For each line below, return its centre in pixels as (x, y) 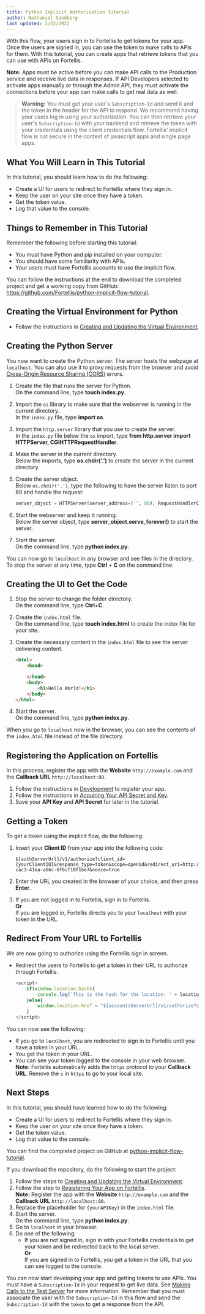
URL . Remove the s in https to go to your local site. (79, 1073)
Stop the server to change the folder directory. (74, 599)
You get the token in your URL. (54, 1054)
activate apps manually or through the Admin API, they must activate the (97, 85)
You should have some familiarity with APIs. (70, 261)
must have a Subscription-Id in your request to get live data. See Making (99, 1285)
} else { (35, 1000)
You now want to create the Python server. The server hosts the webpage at (102, 360)
